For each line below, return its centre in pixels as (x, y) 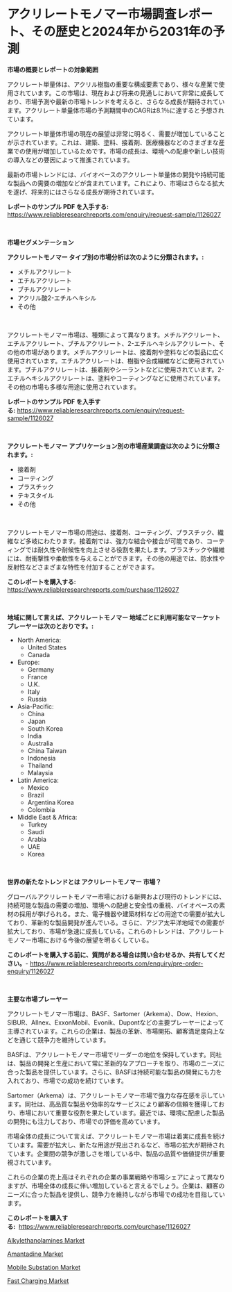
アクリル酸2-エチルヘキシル (57, 298)
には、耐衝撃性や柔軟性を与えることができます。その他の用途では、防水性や (116, 558)
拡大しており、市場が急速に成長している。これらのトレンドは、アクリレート (116, 931)
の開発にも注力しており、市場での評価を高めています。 (86, 1121)
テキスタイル (35, 495)
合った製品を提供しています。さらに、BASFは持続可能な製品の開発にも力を (115, 1072)
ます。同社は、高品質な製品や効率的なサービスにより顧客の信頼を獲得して (113, 1104)
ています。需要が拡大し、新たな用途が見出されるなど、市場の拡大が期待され (116, 1145)
